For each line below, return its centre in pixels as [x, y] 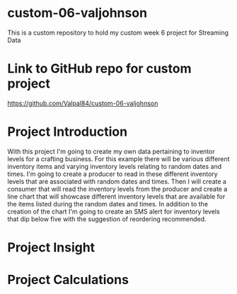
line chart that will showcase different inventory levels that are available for [116, 196]
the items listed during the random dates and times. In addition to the [108, 204]
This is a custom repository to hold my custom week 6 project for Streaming [118, 33]
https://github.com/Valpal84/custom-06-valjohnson [83, 103]
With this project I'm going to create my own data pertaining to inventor [111, 151]
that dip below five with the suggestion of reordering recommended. [107, 219]
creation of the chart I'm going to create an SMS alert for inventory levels [114, 211]
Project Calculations [68, 280]
